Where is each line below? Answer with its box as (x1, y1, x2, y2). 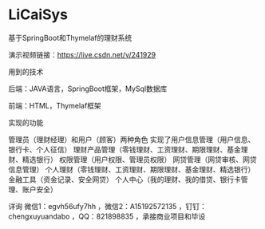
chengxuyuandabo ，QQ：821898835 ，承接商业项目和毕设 (8, 211, 206, 221)
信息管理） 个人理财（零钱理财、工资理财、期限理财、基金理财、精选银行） (8, 164, 255, 174)
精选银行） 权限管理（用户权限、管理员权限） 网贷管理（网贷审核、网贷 (22, 154, 257, 164)
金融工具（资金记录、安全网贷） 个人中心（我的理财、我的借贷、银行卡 (8, 174, 241, 184)
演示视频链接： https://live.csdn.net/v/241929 (8, 49, 156, 59)
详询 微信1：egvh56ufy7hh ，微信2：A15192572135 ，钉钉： (8, 201, 208, 211)
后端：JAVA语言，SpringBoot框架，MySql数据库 (8, 84, 168, 93)
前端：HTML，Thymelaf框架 (8, 101, 101, 110)
